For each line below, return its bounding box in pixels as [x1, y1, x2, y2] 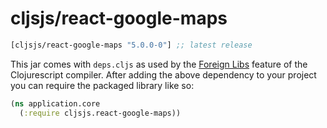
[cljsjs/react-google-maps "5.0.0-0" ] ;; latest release [10, 40, 253, 50]
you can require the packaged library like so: [10, 79, 195, 91]
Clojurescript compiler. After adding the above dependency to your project [10, 68, 317, 81]
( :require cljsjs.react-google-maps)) [19, 108, 182, 118]
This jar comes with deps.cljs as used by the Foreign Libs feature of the [10, 58, 308, 70]
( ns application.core [10, 98, 101, 109]
